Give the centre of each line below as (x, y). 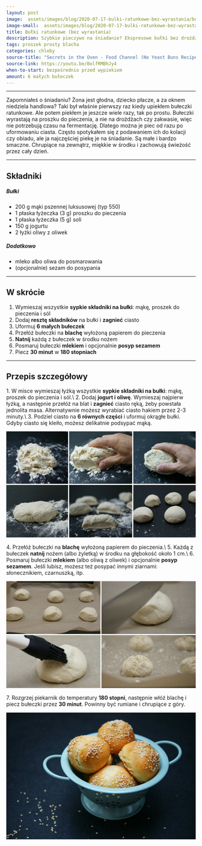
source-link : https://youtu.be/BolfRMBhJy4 (62, 63)
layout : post (23, 13)
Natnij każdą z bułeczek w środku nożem (66, 339)
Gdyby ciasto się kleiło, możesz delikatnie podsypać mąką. (79, 423)
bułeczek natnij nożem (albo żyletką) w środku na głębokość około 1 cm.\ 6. (100, 554)
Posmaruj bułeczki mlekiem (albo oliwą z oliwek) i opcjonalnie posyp (92, 560)
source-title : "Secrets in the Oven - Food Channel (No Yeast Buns (93, 57)
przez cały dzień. (28, 152)
